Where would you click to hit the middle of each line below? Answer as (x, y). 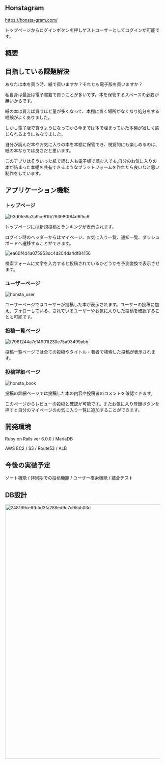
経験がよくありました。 (29, 118)
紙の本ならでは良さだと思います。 (39, 151)
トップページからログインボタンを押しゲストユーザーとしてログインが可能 (80, 30)
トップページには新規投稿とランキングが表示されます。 (61, 227)
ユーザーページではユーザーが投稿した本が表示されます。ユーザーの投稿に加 (82, 305)
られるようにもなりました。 (37, 134)
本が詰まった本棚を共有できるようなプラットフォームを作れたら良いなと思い (82, 167)
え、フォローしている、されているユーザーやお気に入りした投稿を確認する (80, 311)
